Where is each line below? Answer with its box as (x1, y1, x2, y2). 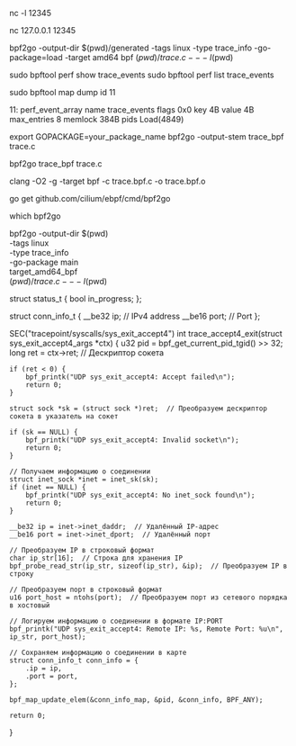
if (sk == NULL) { (9, 427, 78, 436)
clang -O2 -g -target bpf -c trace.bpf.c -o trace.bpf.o (9, 175, 206, 186)
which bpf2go (9, 211, 61, 221)
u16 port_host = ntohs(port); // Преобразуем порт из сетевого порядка (9, 593, 288, 602)
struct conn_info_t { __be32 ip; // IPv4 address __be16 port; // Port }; (9, 310, 261, 321)
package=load (9, 52, 63, 62)
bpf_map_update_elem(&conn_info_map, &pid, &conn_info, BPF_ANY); (9, 696, 264, 705)
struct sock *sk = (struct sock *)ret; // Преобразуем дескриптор (9, 404, 268, 413)
